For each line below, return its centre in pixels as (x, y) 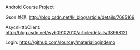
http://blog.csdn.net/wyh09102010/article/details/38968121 (66, 32)
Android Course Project (29, 7)
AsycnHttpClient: (23, 27)
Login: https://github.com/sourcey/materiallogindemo (60, 42)
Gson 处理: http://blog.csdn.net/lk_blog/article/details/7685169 (70, 17)
